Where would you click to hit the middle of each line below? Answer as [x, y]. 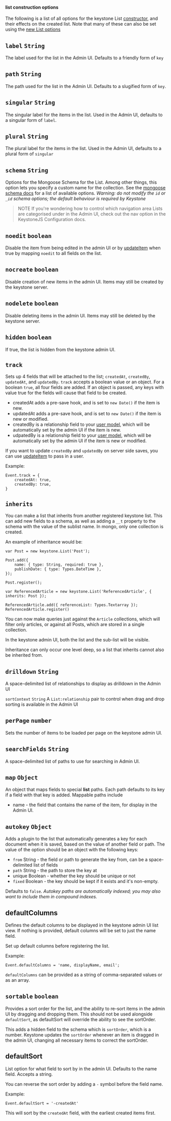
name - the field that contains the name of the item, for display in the [85, 805]
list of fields [46, 865]
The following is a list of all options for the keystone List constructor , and [82, 18]
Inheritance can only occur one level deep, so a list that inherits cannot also [85, 650]
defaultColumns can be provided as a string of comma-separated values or [84, 975]
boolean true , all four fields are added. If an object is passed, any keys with [85, 387]
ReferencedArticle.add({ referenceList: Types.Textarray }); [72, 605]
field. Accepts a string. [29, 1074]
